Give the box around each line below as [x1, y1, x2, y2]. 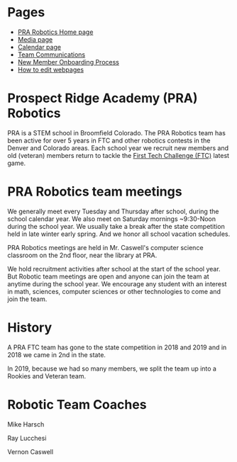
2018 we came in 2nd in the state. [7, 350, 106, 359]
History [7, 320, 53, 335]
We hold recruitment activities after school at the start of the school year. [7, 264, 221, 273]
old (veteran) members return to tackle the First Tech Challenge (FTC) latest [7, 151, 229, 159]
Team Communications [17, 50, 86, 59]
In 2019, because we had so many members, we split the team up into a [7, 364, 216, 373]
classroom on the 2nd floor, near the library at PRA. [7, 251, 158, 259]
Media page [17, 35, 53, 43]
